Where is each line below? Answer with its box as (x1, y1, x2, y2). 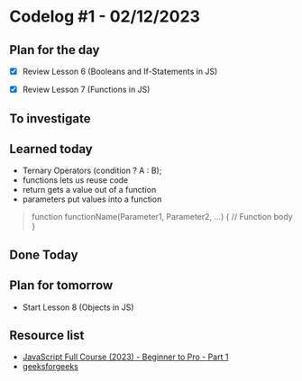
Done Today (9, 247, 78, 262)
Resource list (9, 327, 85, 343)
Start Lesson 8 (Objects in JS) (22, 302, 134, 313)
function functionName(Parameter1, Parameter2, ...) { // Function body (31, 212, 293, 222)
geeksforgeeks (22, 361, 78, 372)
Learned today (9, 141, 93, 157)
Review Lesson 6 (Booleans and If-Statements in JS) (22, 66, 218, 77)
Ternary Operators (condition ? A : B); (22, 165, 162, 177)
